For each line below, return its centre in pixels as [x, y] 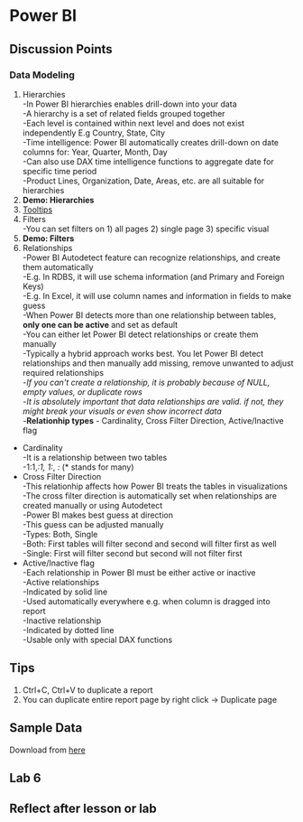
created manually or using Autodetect [92, 505]
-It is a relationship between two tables [95, 457]
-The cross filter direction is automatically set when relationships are [150, 495]
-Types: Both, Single [60, 534]
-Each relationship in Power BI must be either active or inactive [139, 572]
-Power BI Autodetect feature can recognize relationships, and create [151, 257]
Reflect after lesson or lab [83, 809]
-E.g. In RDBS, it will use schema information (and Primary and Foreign [153, 276]
